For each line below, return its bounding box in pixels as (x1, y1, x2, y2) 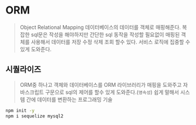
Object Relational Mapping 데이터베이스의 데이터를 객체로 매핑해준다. (19, 23, 181, 31)
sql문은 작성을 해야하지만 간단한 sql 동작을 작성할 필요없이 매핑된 (31, 31, 180, 38)
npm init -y (5, 107, 35, 113)
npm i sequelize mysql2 (5, 113, 64, 119)
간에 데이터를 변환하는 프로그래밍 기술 (26, 96, 113, 103)
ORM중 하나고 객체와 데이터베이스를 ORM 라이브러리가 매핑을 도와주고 (19, 81, 182, 88)
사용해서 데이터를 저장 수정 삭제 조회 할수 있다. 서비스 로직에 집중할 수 (31, 38, 191, 45)
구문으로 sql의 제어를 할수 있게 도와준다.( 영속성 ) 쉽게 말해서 (45, 89, 180, 96)
